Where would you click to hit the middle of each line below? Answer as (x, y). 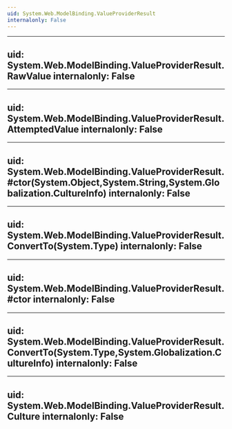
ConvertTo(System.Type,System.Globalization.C (115, 353)
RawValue (29, 76)
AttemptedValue (43, 129)
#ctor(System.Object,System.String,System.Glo (114, 182)
